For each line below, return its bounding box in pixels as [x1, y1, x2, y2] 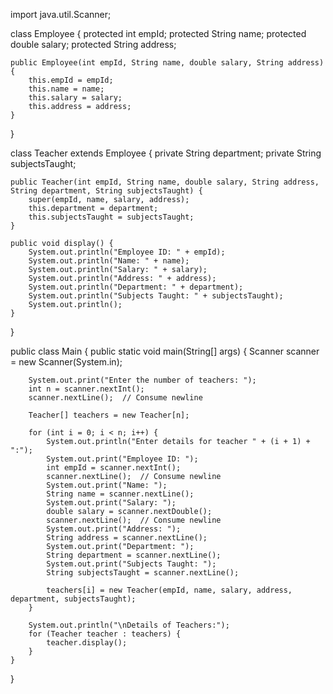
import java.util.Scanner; [10, 9, 112, 20]
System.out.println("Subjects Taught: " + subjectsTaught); [28, 291, 284, 301]
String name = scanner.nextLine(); [46, 489, 195, 499]
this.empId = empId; [28, 75, 114, 85]
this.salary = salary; [28, 93, 123, 103]
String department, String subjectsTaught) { [10, 186, 203, 196]
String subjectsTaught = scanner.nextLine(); [46, 568, 240, 578]
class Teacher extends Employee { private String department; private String [10, 147, 322, 159]
